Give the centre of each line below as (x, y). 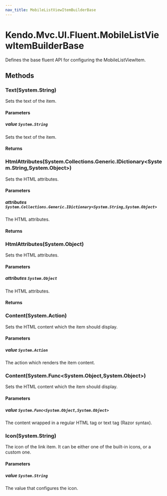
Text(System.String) (31, 90)
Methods (20, 76)
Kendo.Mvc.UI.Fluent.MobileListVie (82, 35)
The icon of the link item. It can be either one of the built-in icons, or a (78, 447)
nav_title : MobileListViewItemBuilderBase (51, 10)
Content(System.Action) (36, 316)
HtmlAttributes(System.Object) (45, 244)
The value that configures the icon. (42, 488)
